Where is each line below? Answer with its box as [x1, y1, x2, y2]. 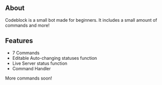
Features [5, 37, 33, 45]
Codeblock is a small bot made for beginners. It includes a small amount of [5, 17, 157, 23]
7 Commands [12, 49, 40, 56]
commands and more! [5, 22, 50, 28]
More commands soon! [5, 75, 52, 81]
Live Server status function [12, 60, 68, 66]
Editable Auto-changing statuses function [12, 55, 97, 61]
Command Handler [12, 65, 51, 71]
